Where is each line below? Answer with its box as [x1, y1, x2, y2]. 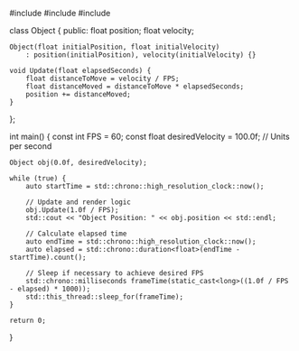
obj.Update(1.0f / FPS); [25, 206, 119, 215]
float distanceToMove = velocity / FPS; [25, 74, 180, 83]
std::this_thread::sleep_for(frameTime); [25, 292, 183, 301]
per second [9, 141, 52, 152]
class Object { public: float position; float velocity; [9, 25, 194, 35]
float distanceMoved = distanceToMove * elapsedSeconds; [25, 82, 245, 91]
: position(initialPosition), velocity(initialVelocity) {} [25, 51, 257, 60]
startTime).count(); [9, 253, 88, 262]
